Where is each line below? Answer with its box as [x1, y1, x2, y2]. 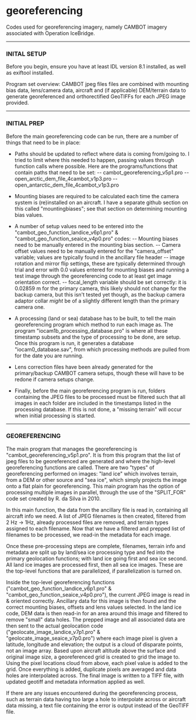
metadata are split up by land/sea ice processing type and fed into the [6, 549, 175, 556]
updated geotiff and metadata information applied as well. [6, 678, 145, 685]
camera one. [14, 303, 45, 311]
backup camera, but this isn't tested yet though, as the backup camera [14, 291, 185, 298]
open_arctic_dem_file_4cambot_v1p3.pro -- [14, 175, 118, 182]
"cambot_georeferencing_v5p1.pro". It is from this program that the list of [6, 452, 181, 459]
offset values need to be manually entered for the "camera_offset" [14, 247, 174, 254]
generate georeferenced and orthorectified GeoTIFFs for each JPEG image [6, 93, 185, 100]
